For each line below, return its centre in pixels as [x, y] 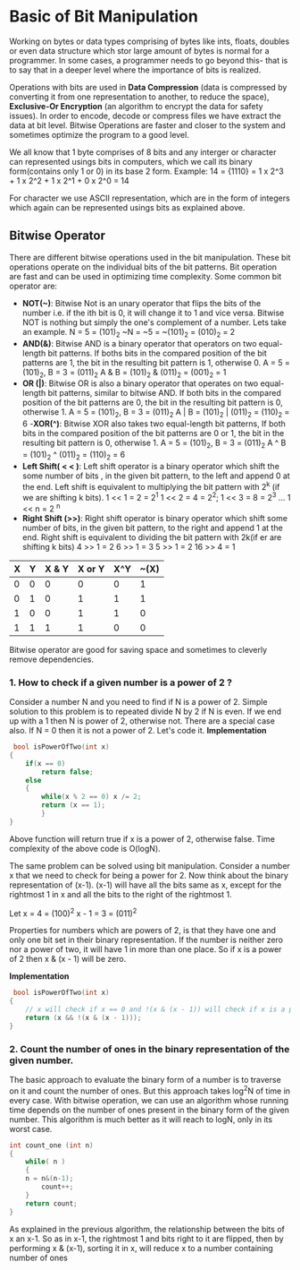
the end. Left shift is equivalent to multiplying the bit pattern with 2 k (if [151, 485]
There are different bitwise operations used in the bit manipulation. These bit [150, 257]
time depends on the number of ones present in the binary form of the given [150, 1110]
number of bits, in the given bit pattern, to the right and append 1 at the [152, 528]
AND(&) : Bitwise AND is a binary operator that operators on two [139, 343]
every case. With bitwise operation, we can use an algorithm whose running [149, 1100]
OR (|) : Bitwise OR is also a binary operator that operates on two [140, 383]
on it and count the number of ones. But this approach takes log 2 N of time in [150, 1090]
